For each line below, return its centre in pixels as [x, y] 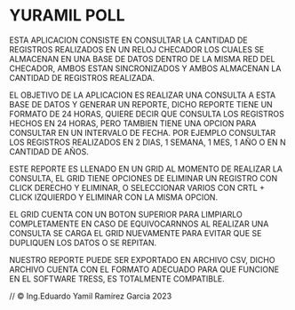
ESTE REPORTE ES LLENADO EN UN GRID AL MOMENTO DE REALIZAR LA [146, 169]
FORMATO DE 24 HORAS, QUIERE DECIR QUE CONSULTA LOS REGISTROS [147, 114]
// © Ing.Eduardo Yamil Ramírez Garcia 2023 [91, 296]
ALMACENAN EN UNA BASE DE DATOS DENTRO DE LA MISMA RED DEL [142, 59]
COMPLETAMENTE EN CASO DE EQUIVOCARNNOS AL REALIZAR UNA [139, 224]
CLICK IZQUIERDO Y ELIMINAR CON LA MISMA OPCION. [114, 197]
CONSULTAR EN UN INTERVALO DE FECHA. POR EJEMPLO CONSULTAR [143, 132]
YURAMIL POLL [68, 16]
